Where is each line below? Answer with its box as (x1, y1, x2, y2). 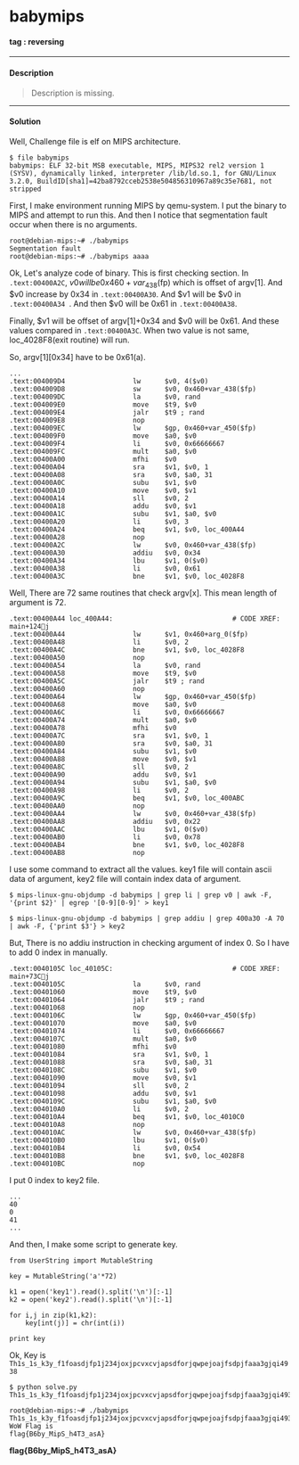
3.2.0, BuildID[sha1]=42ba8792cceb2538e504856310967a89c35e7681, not (9, 177, 273, 185)
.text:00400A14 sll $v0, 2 (9, 493, 190, 503)
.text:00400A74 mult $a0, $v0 (9, 715, 198, 724)
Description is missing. (30, 87, 115, 98)
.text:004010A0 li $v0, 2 (9, 1104, 190, 1114)
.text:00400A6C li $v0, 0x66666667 (9, 707, 225, 717)
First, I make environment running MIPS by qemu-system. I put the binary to (9, 200, 287, 210)
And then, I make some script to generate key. (9, 1239, 178, 1249)
